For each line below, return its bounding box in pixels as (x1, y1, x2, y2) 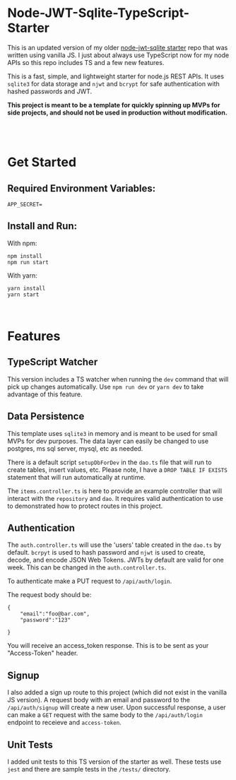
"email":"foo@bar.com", (20, 610, 90, 617)
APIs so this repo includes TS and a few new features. (7, 58, 165, 66)
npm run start (7, 259, 49, 266)
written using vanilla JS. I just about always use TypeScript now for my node (7, 51, 230, 59)
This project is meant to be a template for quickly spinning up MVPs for (7, 100, 220, 109)
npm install (7, 252, 42, 259)
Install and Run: (7, 220, 78, 232)
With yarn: (7, 271, 37, 280)
